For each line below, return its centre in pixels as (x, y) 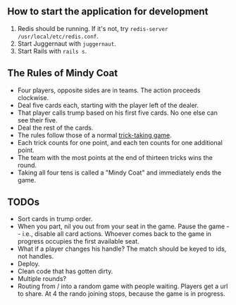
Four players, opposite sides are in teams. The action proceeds (109, 90)
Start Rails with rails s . (52, 51)
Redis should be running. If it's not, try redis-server (93, 28)
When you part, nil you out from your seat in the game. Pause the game (121, 226)
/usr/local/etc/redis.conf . (58, 36)
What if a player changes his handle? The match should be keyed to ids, (122, 249)
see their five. (37, 120)
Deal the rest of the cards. (55, 127)
